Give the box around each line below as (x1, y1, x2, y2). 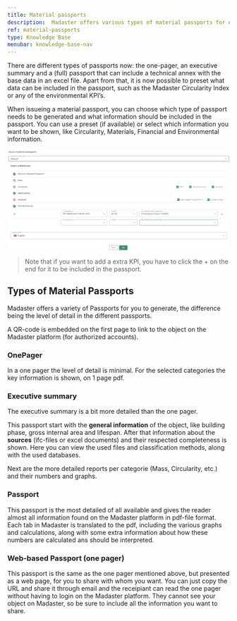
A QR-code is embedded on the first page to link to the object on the (7, 325, 207, 333)
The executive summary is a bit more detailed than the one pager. (7, 407, 198, 416)
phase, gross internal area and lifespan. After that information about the (7, 429, 215, 437)
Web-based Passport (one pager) (7, 553, 125, 563)
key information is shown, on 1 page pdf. (7, 374, 125, 382)
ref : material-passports (7, 26, 80, 33)
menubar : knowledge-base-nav (7, 41, 93, 49)
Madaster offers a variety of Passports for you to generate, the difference (7, 304, 221, 312)
